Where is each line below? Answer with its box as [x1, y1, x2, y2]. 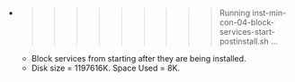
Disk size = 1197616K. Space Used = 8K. [31, 62, 181, 73]
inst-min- [251, 8, 287, 18]
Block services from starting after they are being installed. [31, 53, 246, 63]
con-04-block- [219, 17, 275, 28]
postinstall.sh [219, 36, 269, 46]
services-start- [219, 27, 276, 37]
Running [219, 8, 251, 18]
